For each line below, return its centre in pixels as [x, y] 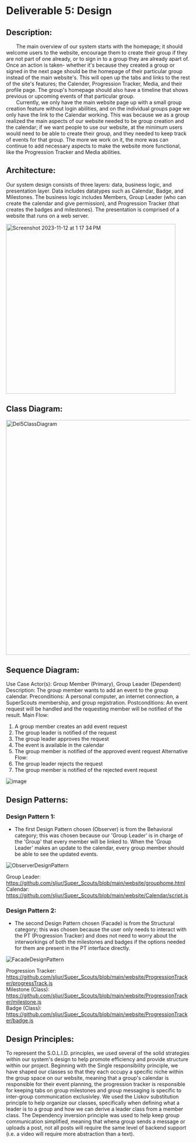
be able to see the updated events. [56, 854]
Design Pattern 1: [31, 816]
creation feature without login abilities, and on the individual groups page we [98, 109]
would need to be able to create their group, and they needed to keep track [96, 133]
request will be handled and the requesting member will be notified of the [94, 709]
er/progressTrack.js [29, 983]
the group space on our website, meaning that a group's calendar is [87, 1078]
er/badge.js [20, 1021]
